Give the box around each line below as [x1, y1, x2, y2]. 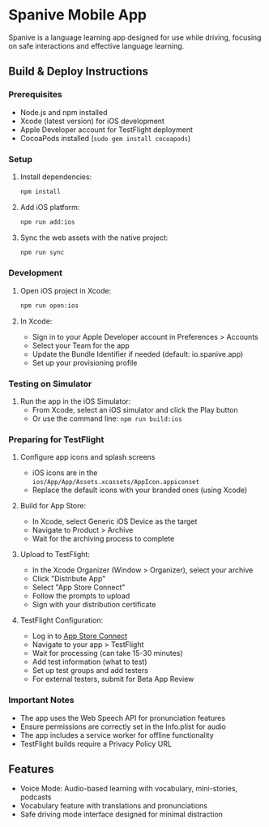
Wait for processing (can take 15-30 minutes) [32, 649, 184, 658]
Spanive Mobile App [8, 6, 147, 24]
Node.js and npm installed [19, 107, 108, 117]
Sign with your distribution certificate [32, 600, 156, 610]
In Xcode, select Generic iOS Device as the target [32, 516, 198, 526]
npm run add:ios [19, 217, 75, 226]
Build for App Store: [19, 501, 87, 511]
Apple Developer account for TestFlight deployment [19, 124, 193, 135]
